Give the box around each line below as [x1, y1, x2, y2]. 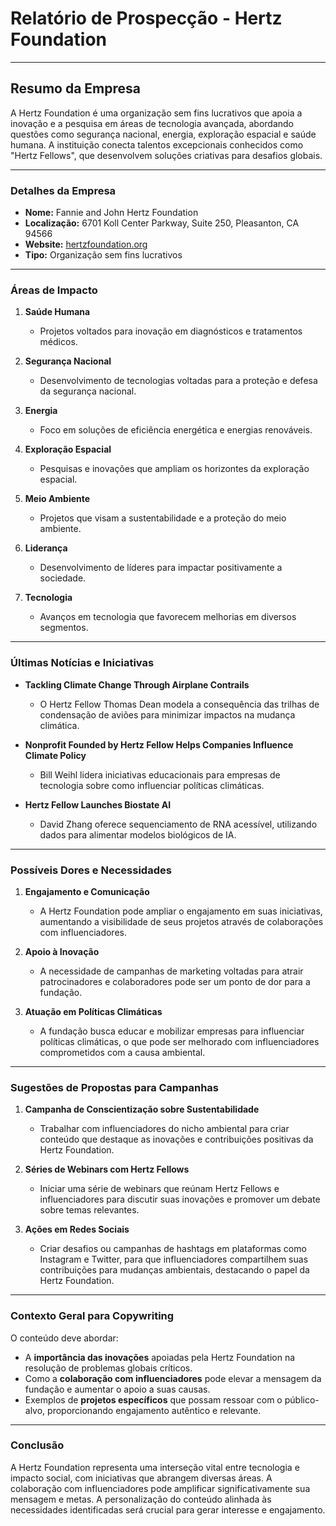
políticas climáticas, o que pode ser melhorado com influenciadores [39, 1035, 320, 1047]
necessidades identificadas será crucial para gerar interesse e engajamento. [10, 1503, 326, 1516]
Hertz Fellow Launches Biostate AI [24, 798, 172, 811]
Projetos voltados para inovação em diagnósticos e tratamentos [39, 325, 303, 337]
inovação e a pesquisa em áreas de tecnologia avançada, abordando [10, 117, 295, 129]
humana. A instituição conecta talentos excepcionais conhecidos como [10, 138, 304, 151]
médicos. [39, 336, 78, 348]
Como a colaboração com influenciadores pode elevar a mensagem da [24, 1372, 322, 1384]
